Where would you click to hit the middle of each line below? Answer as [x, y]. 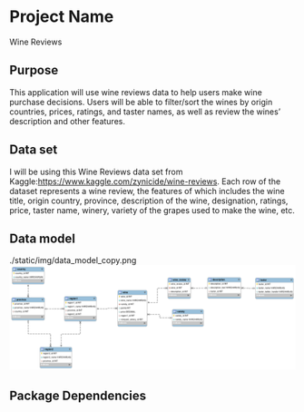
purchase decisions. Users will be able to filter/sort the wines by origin [141, 102]
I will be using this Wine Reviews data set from [96, 172]
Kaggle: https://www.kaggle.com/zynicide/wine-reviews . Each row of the [145, 181]
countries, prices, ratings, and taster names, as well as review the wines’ [145, 112]
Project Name [62, 17]
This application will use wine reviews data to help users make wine [136, 92]
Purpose [34, 70]
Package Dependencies [78, 395]
